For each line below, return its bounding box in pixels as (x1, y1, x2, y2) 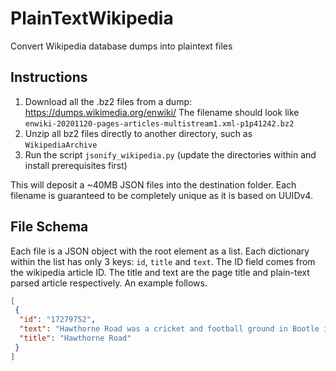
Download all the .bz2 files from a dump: (24, 95, 192, 107)
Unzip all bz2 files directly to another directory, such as (24, 127, 253, 139)
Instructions (10, 69, 88, 86)
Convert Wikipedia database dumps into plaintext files (10, 40, 233, 52)
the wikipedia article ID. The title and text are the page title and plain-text (10, 266, 310, 278)
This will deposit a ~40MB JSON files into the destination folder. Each (10, 178, 297, 191)
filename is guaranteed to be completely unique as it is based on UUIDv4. (10, 189, 313, 201)
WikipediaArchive (24, 140, 98, 150)
